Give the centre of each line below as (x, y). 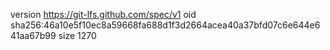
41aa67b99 (33, 35)
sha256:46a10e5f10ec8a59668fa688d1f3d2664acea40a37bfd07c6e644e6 (165, 25)
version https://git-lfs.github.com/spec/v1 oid (103, 14)
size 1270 (77, 35)
